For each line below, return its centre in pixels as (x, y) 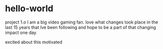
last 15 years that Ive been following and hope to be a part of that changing (81, 27)
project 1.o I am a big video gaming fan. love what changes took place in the (81, 22)
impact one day (21, 32)
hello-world (29, 9)
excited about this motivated (34, 42)
